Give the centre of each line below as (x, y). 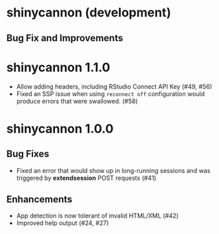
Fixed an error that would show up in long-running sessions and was (113, 170)
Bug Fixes (28, 154)
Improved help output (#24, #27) (62, 223)
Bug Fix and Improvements (65, 38)
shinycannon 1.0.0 (60, 129)
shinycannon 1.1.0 (58, 67)
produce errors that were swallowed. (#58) (77, 101)
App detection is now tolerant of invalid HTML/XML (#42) (97, 216)
